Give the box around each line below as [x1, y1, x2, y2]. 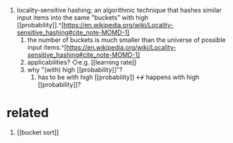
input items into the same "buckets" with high [16, 13, 149, 22]
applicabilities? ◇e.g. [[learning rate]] [27, 58, 137, 66]
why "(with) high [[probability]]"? [27, 66, 123, 74]
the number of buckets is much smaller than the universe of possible [27, 36, 226, 44]
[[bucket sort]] [16, 128, 59, 136]
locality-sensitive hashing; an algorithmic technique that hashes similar [16, 6, 222, 14]
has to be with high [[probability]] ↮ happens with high [37, 73, 199, 81]
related [6, 105, 49, 121]
